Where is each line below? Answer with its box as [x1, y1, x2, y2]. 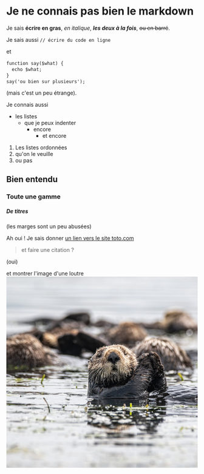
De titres [6, 208, 29, 215]
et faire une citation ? [21, 246, 75, 254]
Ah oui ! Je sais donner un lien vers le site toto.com [6, 235, 134, 242]
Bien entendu [6, 174, 58, 185]
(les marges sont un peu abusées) [6, 223, 92, 230]
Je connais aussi [6, 101, 49, 108]
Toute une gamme [6, 192, 61, 201]
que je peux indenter [24, 119, 76, 126]
